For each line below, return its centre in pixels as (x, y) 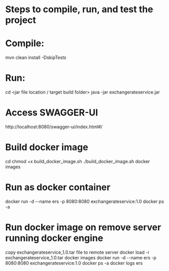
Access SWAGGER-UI (52, 113)
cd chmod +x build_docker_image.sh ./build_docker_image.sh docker (78, 161)
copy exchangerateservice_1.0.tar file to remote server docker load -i (77, 252)
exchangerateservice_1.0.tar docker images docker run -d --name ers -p (81, 257)
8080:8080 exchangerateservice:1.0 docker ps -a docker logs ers (74, 263)
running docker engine (54, 238)
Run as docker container (58, 187)
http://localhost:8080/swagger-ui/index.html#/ (54, 127)
